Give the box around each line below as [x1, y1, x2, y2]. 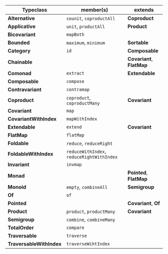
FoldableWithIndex [7, 150, 53, 157]
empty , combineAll [66, 183, 108, 190]
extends [134, 6, 154, 13]
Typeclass [21, 6, 47, 13]
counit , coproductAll [66, 15, 115, 21]
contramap [66, 87, 90, 92]
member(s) [80, 6, 108, 13]
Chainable [7, 58, 32, 65]
